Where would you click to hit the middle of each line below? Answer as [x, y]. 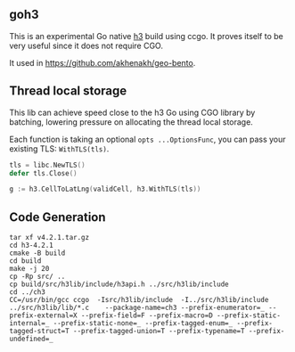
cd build [25, 261]
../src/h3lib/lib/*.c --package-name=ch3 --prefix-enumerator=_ [137, 308]
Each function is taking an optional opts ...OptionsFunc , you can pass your [148, 139]
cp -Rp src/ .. [37, 277]
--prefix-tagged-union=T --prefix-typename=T [159, 332]
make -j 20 [29, 269]
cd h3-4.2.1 [31, 246]
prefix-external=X [43, 315]
